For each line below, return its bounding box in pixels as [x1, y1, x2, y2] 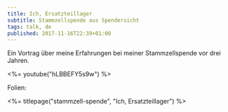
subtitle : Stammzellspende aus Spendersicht [7, 17, 140, 24]
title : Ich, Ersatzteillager [7, 10, 93, 17]
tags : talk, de [7, 23, 52, 30]
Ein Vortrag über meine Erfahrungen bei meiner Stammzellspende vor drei [7, 49, 221, 57]
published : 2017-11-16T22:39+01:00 [7, 29, 112, 37]
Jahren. [7, 57, 29, 65]
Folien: [7, 83, 27, 92]
